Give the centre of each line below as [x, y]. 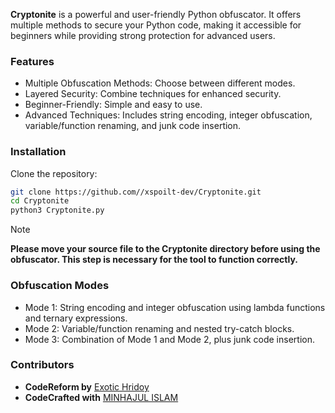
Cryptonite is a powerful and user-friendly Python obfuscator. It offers [156, 14]
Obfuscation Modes [60, 286]
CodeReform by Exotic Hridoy [87, 386]
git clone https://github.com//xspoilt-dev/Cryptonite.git [136, 192]
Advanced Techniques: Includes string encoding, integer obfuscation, [168, 115]
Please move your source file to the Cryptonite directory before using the [165, 249]
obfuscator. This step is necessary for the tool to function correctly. [154, 260]
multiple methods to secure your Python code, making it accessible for [156, 25]
